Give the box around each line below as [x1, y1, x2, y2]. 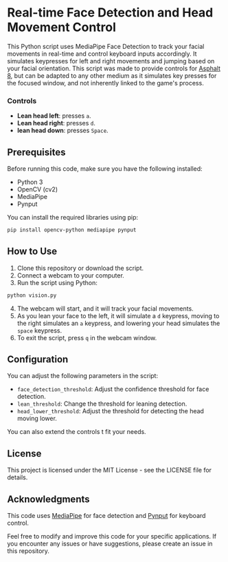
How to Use [7, 246, 58, 258]
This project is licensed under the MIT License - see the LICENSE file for [7, 466, 212, 475]
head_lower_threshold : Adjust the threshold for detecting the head [16, 407, 205, 415]
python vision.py [7, 291, 57, 299]
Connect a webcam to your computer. [16, 271, 125, 280]
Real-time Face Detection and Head [7, 5, 214, 21]
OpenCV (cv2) [16, 185, 58, 194]
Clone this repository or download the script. [16, 264, 144, 272]
